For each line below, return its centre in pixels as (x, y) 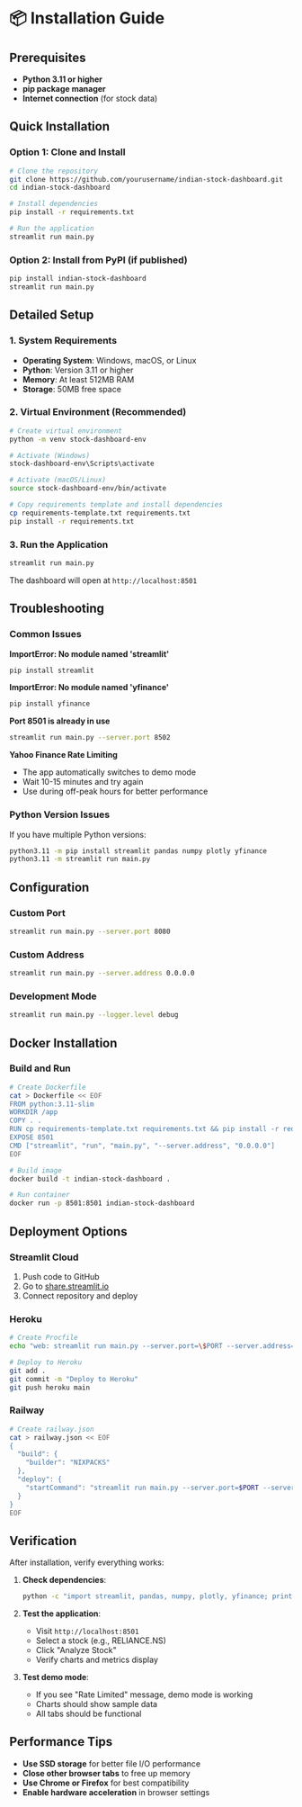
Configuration (49, 887)
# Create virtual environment (66, 431)
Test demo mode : (56, 1677)
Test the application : (62, 1614)
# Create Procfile (44, 1338)
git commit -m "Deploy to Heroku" (74, 1379)
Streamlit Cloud (44, 1257)
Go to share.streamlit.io (66, 1286)
